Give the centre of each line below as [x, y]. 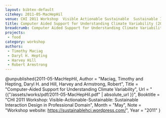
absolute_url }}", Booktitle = [132, 95]
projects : [15, 33]
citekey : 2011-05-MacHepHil [34, 14]
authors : [14, 46]
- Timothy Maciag [25, 51]
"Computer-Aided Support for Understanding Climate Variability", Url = [77, 89]
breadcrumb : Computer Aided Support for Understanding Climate [72, 28]
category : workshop [25, 42]
